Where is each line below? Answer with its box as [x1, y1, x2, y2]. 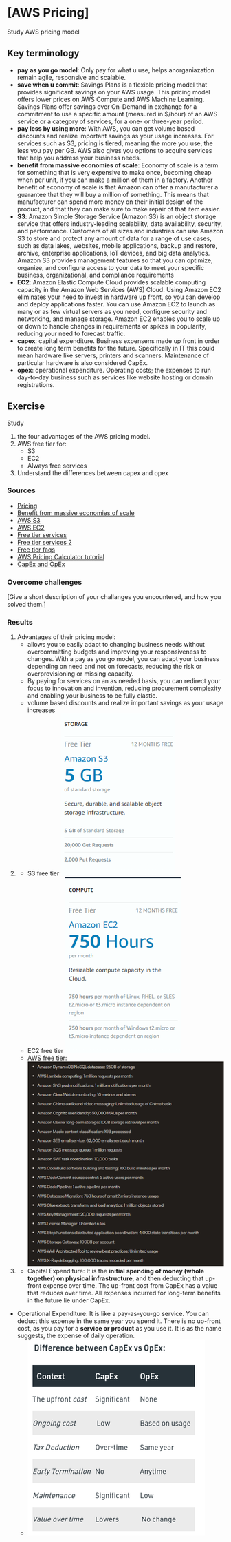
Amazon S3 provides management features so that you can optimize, [16, 256, 213, 264]
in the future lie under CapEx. [27, 1296, 111, 1304]
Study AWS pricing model [7, 28, 80, 36]
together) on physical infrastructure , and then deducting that [27, 1274, 204, 1282]
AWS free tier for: [16, 439, 67, 448]
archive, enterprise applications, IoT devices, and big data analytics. [16, 249, 210, 257]
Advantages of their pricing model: [16, 633, 116, 641]
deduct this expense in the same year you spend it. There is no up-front [16, 1317, 221, 1325]
